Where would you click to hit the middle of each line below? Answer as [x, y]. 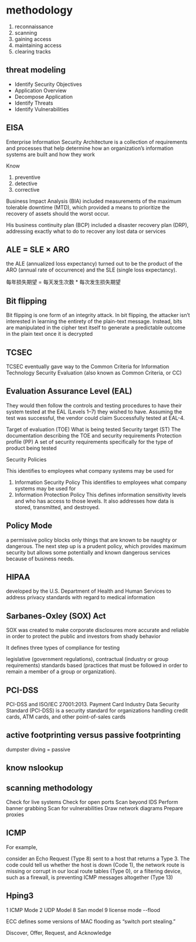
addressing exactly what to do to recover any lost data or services [86, 231]
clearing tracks [33, 51]
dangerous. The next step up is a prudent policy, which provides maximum [96, 546]
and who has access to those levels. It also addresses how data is [94, 501]
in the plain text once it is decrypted [49, 334]
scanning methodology [49, 788]
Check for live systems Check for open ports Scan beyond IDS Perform [92, 802]
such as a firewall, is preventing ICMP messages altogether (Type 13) [89, 877]
